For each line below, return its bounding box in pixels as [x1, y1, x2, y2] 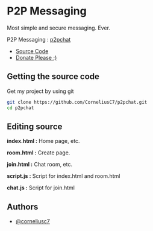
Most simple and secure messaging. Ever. [7, 24, 111, 31]
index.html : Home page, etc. [7, 138, 80, 145]
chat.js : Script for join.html [7, 184, 75, 191]
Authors [7, 201, 39, 212]
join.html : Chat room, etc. [7, 161, 73, 168]
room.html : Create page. [7, 149, 70, 156]
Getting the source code [7, 71, 100, 82]
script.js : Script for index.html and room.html [7, 172, 120, 180]
